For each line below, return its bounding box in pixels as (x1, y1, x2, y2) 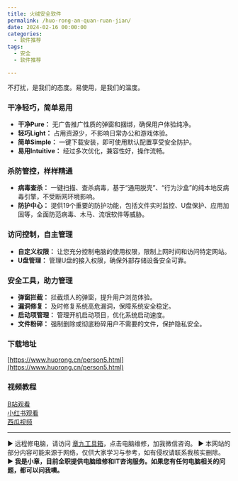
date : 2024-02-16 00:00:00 (7, 23, 87, 31)
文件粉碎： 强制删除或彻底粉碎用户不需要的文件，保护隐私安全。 (17, 319, 206, 328)
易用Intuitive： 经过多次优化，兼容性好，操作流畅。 (17, 147, 169, 155)
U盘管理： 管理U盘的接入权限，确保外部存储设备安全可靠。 (17, 256, 191, 265)
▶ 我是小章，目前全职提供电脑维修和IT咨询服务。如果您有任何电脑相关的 (7, 457, 220, 465)
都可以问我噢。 (19, 465, 64, 474)
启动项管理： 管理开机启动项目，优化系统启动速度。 (17, 310, 169, 319)
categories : (7, 30, 42, 38)
